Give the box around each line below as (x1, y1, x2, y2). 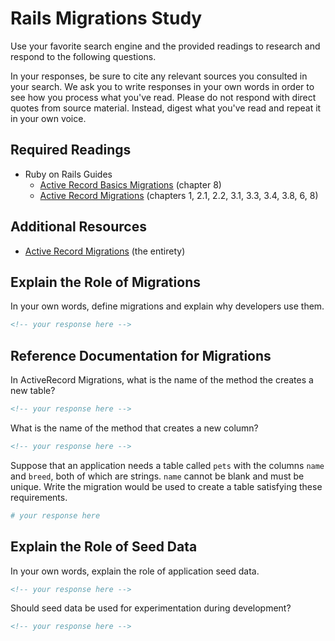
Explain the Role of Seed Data (10, 538, 198, 556)
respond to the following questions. (10, 50, 157, 62)
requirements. (10, 491, 68, 503)
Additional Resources (10, 218, 147, 236)
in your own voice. (10, 112, 87, 124)
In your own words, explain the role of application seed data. (10, 565, 260, 577)
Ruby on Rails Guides (24, 168, 113, 180)
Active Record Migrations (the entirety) (24, 245, 186, 257)
